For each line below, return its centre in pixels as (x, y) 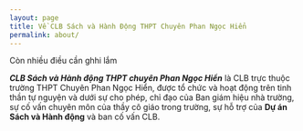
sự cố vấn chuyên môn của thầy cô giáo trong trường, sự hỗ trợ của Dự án (148, 107)
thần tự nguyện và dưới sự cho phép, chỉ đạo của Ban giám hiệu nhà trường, (152, 97)
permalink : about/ (44, 35)
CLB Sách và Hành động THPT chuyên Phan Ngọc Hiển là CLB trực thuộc (150, 78)
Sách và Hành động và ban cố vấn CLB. (85, 117)
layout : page (34, 18)
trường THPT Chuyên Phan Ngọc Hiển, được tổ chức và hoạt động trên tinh (151, 88)
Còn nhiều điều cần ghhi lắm (63, 61)
